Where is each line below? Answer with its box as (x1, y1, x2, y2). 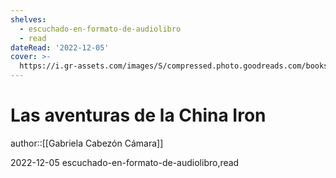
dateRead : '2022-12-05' (10, 42, 110, 53)
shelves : (10, 14, 47, 25)
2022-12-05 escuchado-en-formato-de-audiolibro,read (10, 156, 240, 168)
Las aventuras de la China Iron (10, 104, 267, 127)
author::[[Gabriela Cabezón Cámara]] (10, 137, 164, 149)
